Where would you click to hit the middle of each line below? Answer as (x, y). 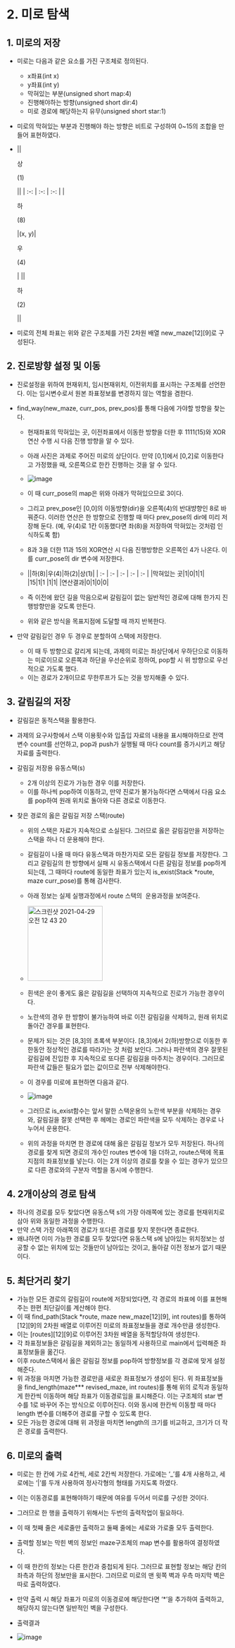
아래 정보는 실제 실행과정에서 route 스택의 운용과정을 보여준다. (114, 896)
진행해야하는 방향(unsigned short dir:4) (83, 102)
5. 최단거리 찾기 (39, 1281)
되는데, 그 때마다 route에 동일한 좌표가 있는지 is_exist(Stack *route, (121, 872)
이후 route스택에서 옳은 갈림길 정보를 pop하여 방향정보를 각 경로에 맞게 (114, 1361)
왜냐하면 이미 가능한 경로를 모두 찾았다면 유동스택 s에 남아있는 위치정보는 (117, 1239)
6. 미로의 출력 (34, 1456)
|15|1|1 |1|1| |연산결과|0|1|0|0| (68, 582)
